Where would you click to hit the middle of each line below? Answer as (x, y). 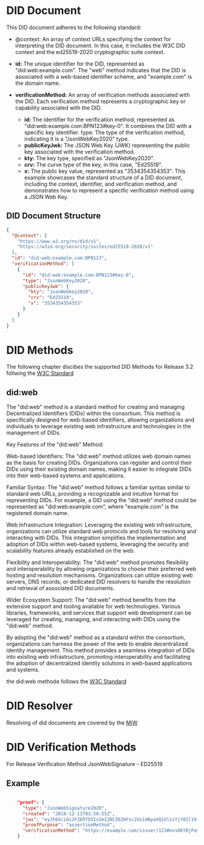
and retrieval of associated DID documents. (60, 588)
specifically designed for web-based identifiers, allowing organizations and (100, 420)
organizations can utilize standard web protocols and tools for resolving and (101, 531)
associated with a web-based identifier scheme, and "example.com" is (104, 76)
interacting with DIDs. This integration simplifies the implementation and (96, 538)
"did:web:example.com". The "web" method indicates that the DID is (100, 70)
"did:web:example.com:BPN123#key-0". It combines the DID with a (108, 126)
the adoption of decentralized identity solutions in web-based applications (99, 663)
